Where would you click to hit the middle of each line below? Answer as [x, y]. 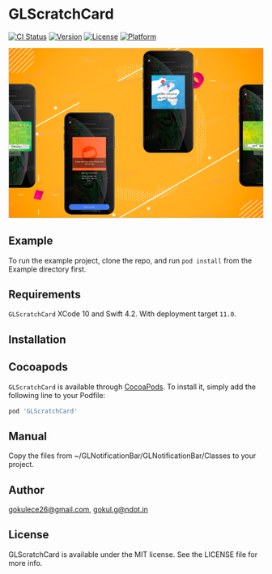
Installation [37, 339]
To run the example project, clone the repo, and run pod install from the [130, 260]
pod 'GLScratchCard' [43, 411]
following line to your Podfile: [57, 395]
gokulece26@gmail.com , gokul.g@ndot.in [78, 510]
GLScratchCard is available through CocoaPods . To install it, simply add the [132, 387]
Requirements [45, 294]
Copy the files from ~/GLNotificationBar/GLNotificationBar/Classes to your [132, 456]
